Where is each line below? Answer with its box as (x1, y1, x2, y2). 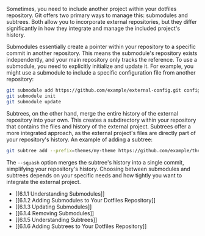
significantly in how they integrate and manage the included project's (6, 24, 181, 32)
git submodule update (6, 98, 62, 105)
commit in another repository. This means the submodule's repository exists (6, 50, 198, 57)
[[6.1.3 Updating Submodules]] (15, 203, 92, 210)
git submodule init (6, 93, 56, 99)
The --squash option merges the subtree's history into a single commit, (6, 158, 184, 166)
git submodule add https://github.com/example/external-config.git (6, 87, 182, 94)
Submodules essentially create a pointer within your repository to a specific (6, 43, 196, 50)
